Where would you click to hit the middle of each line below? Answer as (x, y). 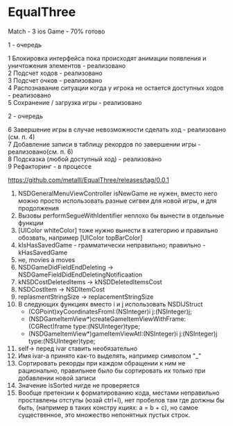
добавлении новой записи (57, 378)
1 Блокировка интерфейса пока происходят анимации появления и (107, 58)
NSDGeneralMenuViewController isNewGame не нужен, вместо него (118, 193)
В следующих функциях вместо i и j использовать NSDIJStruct (110, 304)
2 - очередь (26, 116)
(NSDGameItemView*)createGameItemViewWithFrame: (107, 319)
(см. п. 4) (21, 137)
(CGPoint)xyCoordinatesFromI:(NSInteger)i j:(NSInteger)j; (110, 311)
